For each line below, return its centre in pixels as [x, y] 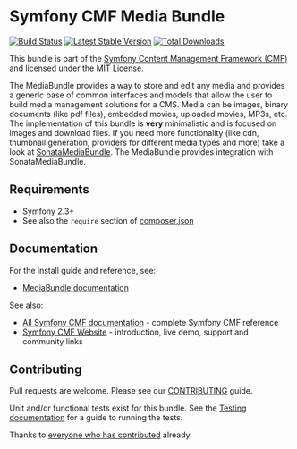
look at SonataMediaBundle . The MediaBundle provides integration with [141, 152]
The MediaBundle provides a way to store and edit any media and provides [147, 85]
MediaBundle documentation [76, 287]
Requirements [49, 190]
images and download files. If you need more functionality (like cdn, [134, 132]
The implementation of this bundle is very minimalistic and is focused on [143, 123]
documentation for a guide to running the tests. [96, 418]
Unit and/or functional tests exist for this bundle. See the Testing [128, 408]
